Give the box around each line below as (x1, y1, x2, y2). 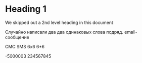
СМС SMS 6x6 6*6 (5, 43, 45, 49)
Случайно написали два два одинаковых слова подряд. (5, 29, 124, 35)
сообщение (5, 34, 30, 40)
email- (124, 29, 138, 35)
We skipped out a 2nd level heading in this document (5, 20, 114, 25)
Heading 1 (5, 3, 47, 15)
